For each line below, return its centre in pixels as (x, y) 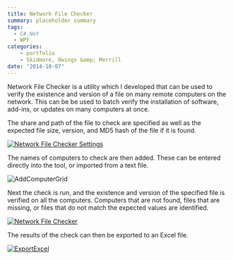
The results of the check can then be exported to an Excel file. (98, 235)
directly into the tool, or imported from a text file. (78, 165)
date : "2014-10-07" (36, 66)
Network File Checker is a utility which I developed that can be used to (110, 86)
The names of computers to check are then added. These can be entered (114, 158)
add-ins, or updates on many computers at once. (78, 109)
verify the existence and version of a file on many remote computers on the (117, 94)
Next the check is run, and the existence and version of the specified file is (116, 192)
